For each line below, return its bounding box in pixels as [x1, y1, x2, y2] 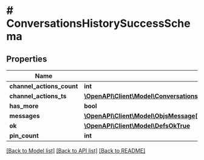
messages [9, 112, 40, 120]
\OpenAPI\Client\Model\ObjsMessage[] [84, 112, 200, 120]
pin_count [9, 131, 39, 140]
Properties [6, 54, 47, 64]
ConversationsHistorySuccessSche [6, 16, 191, 30]
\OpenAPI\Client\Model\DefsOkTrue [84, 122, 190, 130]
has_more [9, 102, 39, 110]
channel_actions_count [9, 82, 78, 90]
